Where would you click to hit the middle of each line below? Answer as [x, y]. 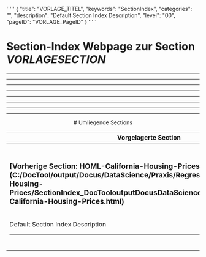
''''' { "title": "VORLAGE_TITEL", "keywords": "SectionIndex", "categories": [99, 9]
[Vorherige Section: [44, 166]
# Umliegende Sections [103, 122]
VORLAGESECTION [56, 60]
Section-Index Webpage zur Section [101, 47]
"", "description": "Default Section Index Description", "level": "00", [91, 15]
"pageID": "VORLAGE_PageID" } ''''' [51, 22]
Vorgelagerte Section [149, 137]
